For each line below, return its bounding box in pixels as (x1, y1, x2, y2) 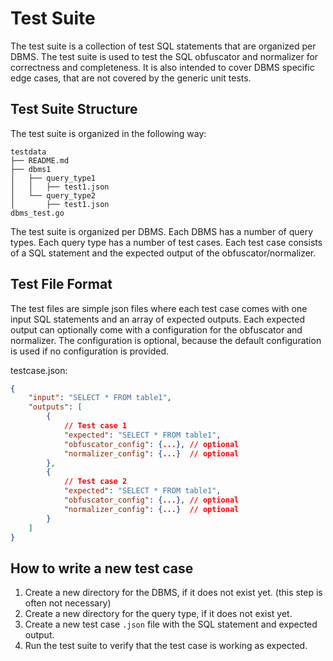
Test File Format (10, 276, 113, 293)
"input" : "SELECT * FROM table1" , (28, 393, 172, 403)
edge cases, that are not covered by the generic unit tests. (10, 72, 252, 84)
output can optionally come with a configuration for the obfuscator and (10, 323, 303, 336)
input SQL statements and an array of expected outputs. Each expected (10, 313, 305, 325)
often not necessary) (24, 597, 112, 609)
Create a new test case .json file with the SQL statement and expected (24, 618, 318, 631)
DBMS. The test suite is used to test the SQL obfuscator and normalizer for (10, 50, 319, 62)
